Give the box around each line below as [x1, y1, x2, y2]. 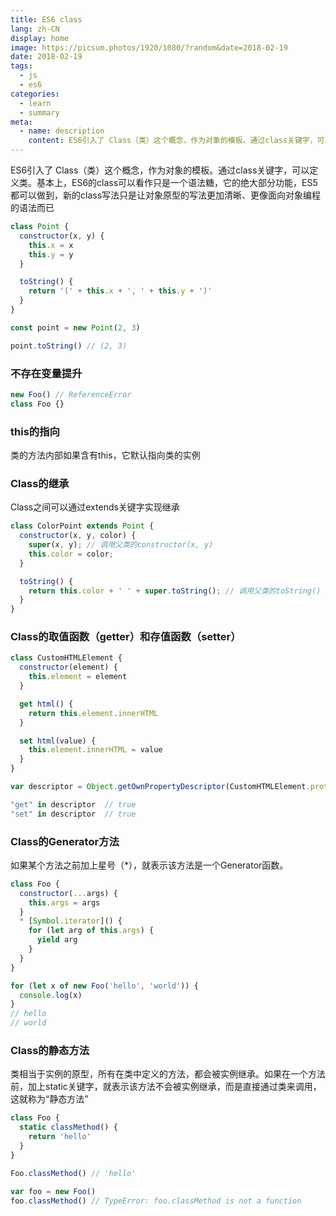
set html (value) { [19, 736, 97, 746]
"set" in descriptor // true [10, 809, 137, 819]
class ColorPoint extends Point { [10, 521, 155, 531]
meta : [10, 117, 33, 127]
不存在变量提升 [10, 366, 83, 380]
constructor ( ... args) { [19, 888, 118, 898]
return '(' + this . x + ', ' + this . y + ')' [28, 286, 213, 296]
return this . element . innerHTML [28, 708, 159, 718]
